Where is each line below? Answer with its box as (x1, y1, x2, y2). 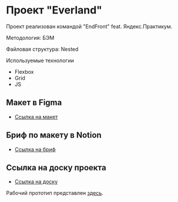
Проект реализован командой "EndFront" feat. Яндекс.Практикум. (6, 23, 173, 30)
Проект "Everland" (6, 4, 103, 17)
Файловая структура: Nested (6, 45, 79, 53)
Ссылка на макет (14, 113, 58, 120)
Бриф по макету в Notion (6, 130, 102, 141)
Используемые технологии (6, 57, 75, 64)
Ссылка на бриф (14, 146, 56, 153)
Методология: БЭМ (6, 34, 55, 41)
